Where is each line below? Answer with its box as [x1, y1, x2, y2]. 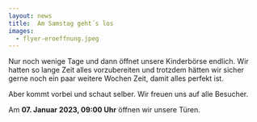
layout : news [8, 11, 53, 20]
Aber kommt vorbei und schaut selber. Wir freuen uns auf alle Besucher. [8, 90, 249, 99]
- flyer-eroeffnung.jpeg [15, 34, 99, 43]
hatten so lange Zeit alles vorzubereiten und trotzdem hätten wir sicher [8, 65, 245, 75]
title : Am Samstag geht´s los [8, 19, 114, 27]
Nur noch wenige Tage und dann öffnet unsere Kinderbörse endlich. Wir [8, 57, 249, 66]
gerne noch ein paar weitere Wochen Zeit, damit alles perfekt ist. [8, 74, 224, 83]
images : [8, 27, 35, 35]
